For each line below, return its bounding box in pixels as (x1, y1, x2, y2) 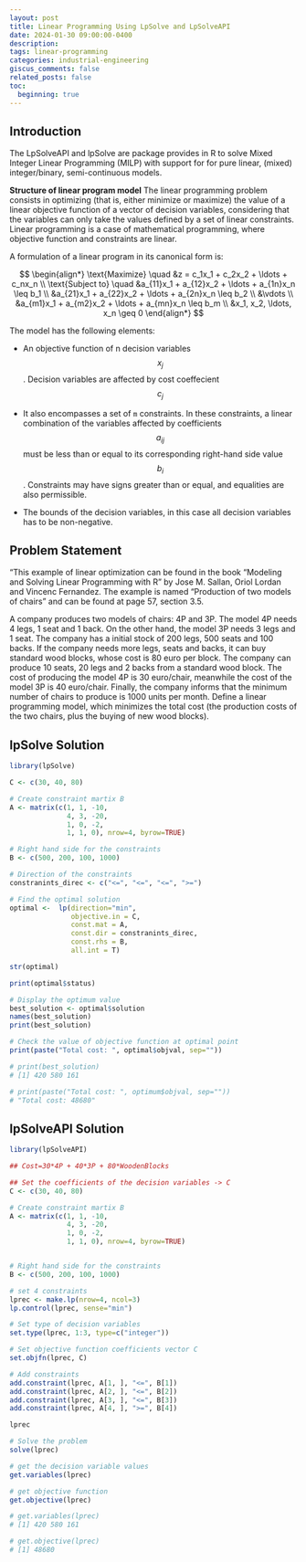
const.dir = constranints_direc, (70, 929, 198, 938)
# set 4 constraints (9, 1286, 89, 1295)
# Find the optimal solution (9, 894, 121, 904)
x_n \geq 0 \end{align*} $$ (102, 308, 205, 319)
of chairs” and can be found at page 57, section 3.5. (9, 596, 204, 607)
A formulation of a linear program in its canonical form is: (9, 251, 224, 262)
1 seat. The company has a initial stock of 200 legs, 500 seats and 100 (9, 633, 274, 644)
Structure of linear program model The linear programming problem (9, 185, 268, 196)
